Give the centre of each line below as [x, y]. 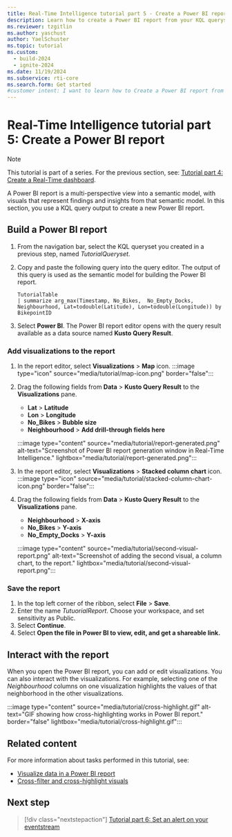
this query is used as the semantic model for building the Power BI [111, 274]
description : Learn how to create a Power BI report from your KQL [106, 20]
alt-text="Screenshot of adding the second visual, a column [137, 556]
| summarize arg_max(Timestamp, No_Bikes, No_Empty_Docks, [105, 301]
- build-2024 [32, 59]
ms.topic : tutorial [35, 46]
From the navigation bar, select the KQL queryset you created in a [110, 246]
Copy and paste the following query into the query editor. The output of [119, 267]
